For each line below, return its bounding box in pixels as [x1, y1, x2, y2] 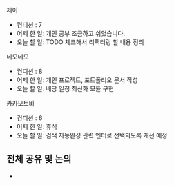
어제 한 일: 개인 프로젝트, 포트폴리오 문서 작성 [16, 76, 139, 84]
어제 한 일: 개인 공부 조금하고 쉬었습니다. [16, 30, 126, 37]
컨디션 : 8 [16, 68, 43, 75]
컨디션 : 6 [16, 114, 43, 122]
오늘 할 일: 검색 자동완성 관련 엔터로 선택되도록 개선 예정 [16, 131, 168, 139]
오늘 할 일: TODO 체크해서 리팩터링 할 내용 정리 [16, 38, 144, 46]
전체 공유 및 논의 [6, 153, 72, 165]
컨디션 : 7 [16, 21, 43, 29]
